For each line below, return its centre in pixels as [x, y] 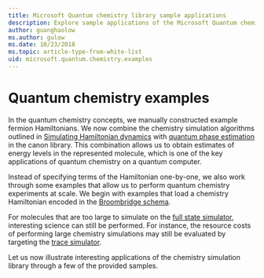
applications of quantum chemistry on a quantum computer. [105, 161]
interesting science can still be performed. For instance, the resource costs [130, 225]
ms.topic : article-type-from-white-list [75, 52]
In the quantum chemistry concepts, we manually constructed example [123, 119]
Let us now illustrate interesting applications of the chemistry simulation [125, 257]
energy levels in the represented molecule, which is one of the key [115, 153]
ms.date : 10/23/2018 [42, 45]
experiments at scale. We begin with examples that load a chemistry [119, 193]
